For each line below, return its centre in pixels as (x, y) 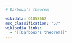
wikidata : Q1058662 (26, 19)
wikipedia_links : (24, 28)
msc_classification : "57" (33, 23)
